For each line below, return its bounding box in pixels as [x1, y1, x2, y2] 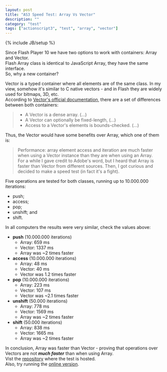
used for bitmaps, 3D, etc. [5, 91, 59, 97]
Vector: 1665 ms [20, 330, 54, 336]
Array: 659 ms [20, 239, 50, 245]
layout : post [5, 7, 33, 13]
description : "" [5, 17, 39, 22]
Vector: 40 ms [20, 266, 50, 272]
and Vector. [5, 55, 29, 61]
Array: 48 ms [20, 261, 47, 267]
